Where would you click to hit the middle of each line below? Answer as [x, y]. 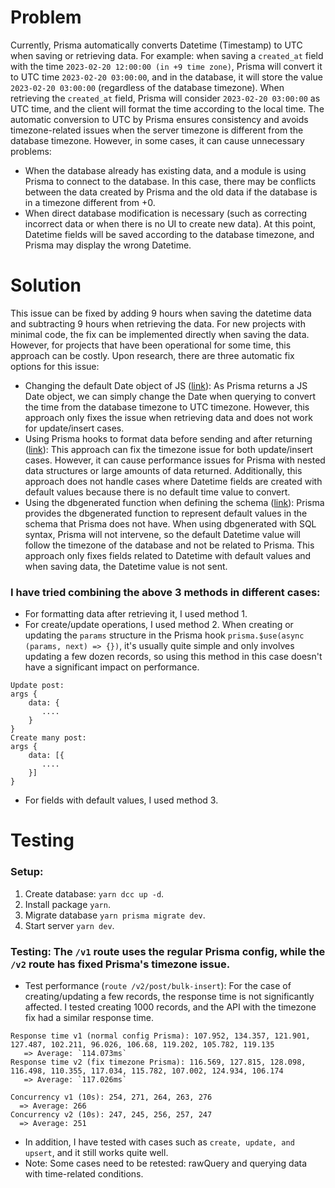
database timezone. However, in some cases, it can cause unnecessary [157, 140]
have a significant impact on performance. [112, 667]
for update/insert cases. [74, 428]
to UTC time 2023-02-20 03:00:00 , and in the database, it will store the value [166, 77]
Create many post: [48, 738]
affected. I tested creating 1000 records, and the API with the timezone [170, 1007]
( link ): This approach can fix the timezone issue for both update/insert [169, 449]
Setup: [27, 872]
